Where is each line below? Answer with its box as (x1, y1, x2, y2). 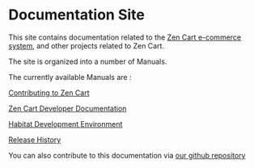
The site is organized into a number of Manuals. (8, 57, 167, 66)
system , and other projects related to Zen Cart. (8, 40, 164, 50)
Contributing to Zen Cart (8, 87, 90, 98)
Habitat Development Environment (8, 119, 123, 128)
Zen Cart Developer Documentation (8, 103, 127, 113)
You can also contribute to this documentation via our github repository (8, 150, 246, 160)
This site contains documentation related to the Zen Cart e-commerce (8, 32, 242, 42)
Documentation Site (8, 6, 146, 24)
